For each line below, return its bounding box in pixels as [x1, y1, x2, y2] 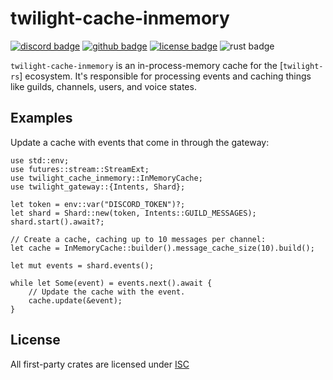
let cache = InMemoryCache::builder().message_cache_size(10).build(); [10, 243, 315, 253]
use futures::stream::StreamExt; [10, 164, 150, 174]
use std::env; [10, 155, 70, 166]
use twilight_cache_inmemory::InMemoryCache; [10, 173, 203, 183]
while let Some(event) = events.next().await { [10, 278, 213, 288]
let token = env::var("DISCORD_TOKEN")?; [10, 199, 186, 209]
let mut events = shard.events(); [10, 260, 155, 271]
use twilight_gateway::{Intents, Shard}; [10, 182, 186, 192]
